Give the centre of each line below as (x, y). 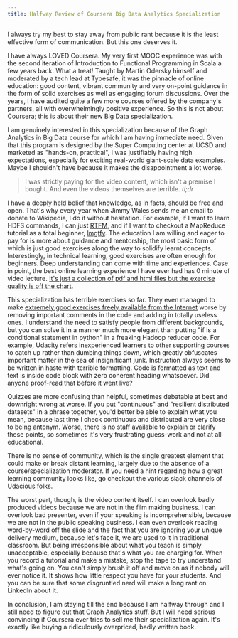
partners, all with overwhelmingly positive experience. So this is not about (115, 108)
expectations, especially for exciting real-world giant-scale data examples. (117, 160)
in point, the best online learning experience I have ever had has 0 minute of (119, 270)
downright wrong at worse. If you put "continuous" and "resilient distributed (118, 404)
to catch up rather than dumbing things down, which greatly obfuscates (113, 352)
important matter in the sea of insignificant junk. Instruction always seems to (119, 360)
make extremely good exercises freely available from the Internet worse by (117, 307)
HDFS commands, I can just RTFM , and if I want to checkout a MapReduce (117, 225)
